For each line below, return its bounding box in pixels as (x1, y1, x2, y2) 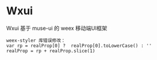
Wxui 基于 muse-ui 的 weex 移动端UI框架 (6, 24, 108, 31)
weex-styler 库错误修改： (6, 37, 66, 43)
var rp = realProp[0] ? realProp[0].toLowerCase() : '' (6, 43, 152, 49)
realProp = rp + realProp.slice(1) (6, 48, 96, 54)
